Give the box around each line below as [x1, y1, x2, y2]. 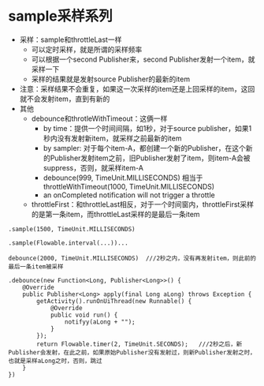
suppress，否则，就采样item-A [43, 163, 144, 172]
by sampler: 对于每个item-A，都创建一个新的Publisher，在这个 [43, 143, 246, 152]
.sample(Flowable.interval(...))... [8, 238, 128, 247]
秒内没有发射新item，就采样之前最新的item [43, 133, 182, 143]
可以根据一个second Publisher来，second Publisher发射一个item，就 [31, 54, 255, 64]
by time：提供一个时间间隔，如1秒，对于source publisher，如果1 [43, 123, 252, 133]
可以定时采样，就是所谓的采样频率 [31, 44, 143, 54]
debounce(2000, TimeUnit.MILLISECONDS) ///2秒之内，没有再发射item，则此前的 [8, 254, 256, 262]
